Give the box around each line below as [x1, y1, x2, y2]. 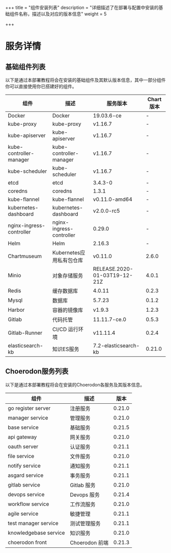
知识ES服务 [52, 345, 79, 353]
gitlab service [8, 481, 41, 488]
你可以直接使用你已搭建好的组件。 [5, 83, 77, 89]
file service [8, 452, 35, 459]
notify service [8, 462, 41, 469]
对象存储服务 [52, 272, 83, 279]
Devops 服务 [70, 491, 100, 498]
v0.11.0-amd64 [93, 196, 132, 203]
